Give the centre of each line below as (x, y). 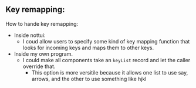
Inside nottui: (30, 35)
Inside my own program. (43, 54)
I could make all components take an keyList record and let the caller (107, 60)
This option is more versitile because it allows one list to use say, (110, 72)
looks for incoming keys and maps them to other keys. (88, 48)
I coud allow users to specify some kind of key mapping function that (106, 41)
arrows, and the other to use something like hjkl (89, 79)
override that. (39, 66)
